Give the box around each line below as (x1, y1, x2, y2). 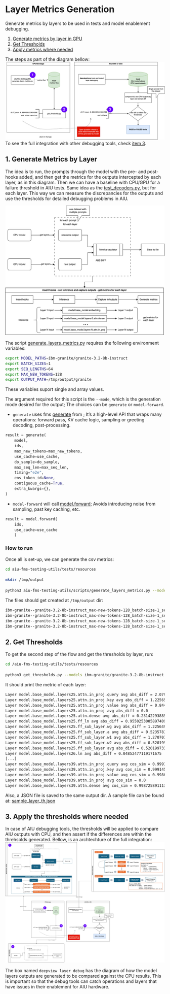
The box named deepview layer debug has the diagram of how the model (5, 968, 157, 974)
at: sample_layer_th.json (5, 798, 56, 804)
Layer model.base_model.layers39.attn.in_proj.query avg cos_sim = (5, 761, 151, 767)
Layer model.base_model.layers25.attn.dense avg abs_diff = (5, 713, 135, 719)
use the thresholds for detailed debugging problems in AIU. (5, 195, 129, 202)
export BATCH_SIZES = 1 (5, 361, 51, 366)
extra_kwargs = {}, (14, 486, 51, 491)
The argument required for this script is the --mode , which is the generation (5, 396, 161, 402)
